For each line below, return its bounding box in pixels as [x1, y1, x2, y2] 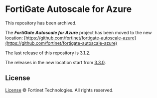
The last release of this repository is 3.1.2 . [5, 50, 91, 56]
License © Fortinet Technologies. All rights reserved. [5, 87, 114, 93]
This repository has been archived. [5, 20, 77, 26]
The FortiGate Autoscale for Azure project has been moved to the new [5, 29, 152, 35]
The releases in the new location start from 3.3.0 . [5, 59, 106, 65]
